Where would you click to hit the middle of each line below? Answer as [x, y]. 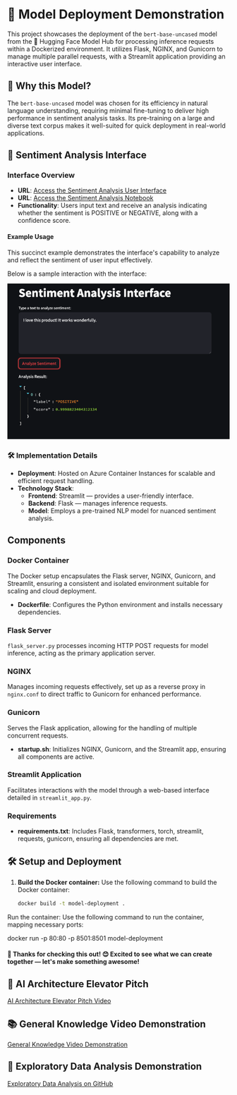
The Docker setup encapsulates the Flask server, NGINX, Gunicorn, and [112, 576]
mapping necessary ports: [45, 924]
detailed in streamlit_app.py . [49, 797]
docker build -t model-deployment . [71, 903]
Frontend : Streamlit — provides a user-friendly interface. [111, 496]
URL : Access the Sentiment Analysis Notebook [85, 198]
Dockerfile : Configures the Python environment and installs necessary [120, 604]
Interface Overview [41, 176]
